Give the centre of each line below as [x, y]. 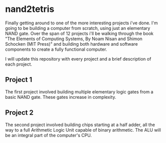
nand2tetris [30, 9]
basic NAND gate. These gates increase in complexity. [61, 97]
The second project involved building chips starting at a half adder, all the [80, 125]
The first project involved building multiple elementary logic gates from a [79, 92]
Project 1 [19, 80]
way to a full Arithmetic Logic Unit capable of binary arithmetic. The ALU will [83, 130]
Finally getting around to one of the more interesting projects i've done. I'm [82, 23]
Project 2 [19, 113]
